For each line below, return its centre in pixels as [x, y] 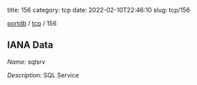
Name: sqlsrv [26, 62]
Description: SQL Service [43, 75]
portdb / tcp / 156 [32, 23]
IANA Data [30, 45]
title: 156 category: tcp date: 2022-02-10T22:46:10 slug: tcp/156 [99, 10]
